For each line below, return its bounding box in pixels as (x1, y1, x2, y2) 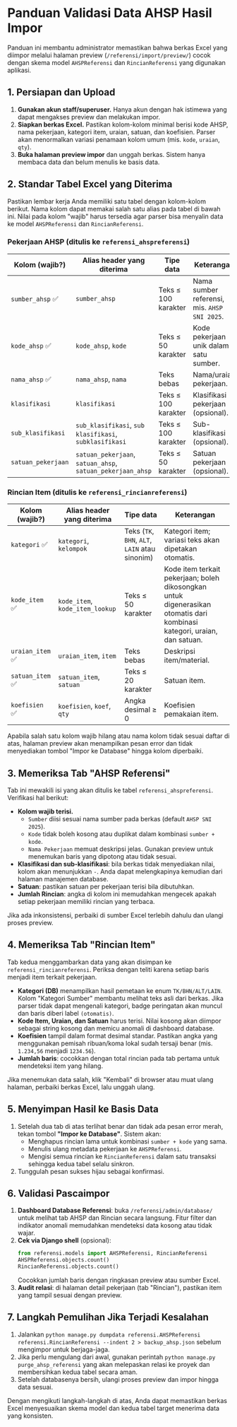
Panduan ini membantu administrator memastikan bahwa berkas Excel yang (7, 43, 228, 52)
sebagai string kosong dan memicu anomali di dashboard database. (17, 1023, 215, 1033)
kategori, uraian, (164, 626, 218, 636)
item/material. (164, 655, 210, 665)
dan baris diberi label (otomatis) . (17, 1009, 114, 1017)
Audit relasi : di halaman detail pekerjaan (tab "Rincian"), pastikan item (17, 1284, 222, 1292)
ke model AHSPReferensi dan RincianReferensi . (7, 219, 144, 228)
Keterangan (175, 510, 216, 520)
